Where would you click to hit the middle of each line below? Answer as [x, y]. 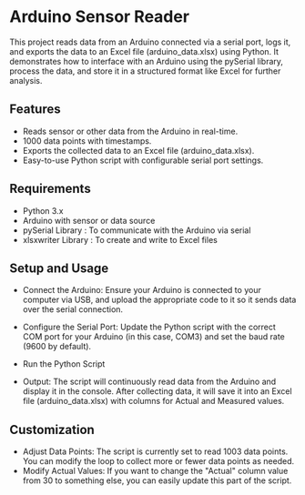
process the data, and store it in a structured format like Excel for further [145, 71]
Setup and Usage [59, 268]
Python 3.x [43, 210]
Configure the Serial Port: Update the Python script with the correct [149, 327]
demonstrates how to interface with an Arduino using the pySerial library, [147, 61]
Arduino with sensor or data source [89, 220]
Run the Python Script [64, 364]
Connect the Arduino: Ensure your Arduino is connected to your [142, 290]
